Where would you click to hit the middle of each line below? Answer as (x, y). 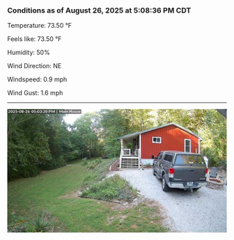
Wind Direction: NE (34, 66)
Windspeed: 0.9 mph (37, 79)
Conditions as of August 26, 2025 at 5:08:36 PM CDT (99, 10)
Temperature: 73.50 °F (39, 26)
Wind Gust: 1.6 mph (35, 93)
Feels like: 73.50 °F (34, 39)
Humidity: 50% (29, 53)
